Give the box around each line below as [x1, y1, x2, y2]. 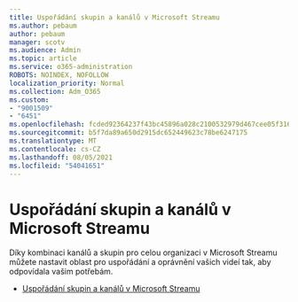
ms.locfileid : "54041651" [9, 161, 105, 170]
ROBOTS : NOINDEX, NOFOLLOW [9, 71, 109, 80]
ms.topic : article [9, 54, 77, 63]
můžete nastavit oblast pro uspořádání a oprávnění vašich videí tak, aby [9, 257, 272, 267]
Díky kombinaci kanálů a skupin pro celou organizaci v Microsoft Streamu [9, 247, 278, 258]
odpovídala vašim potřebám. [9, 267, 114, 277]
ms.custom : [9, 95, 50, 105]
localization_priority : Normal [9, 79, 125, 88]
